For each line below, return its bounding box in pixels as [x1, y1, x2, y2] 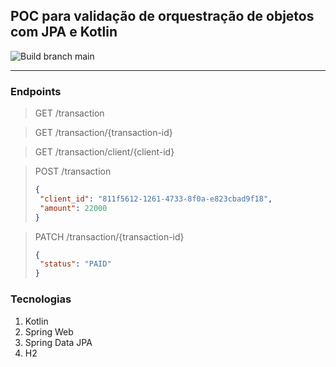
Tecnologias [10, 292, 72, 306]
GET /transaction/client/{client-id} [34, 146, 175, 158]
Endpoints [10, 84, 62, 98]
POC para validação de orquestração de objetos [10, 8, 315, 25]
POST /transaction [34, 165, 112, 178]
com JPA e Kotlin [10, 24, 118, 41]
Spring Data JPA [24, 336, 93, 348]
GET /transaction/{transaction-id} [34, 127, 173, 139]
